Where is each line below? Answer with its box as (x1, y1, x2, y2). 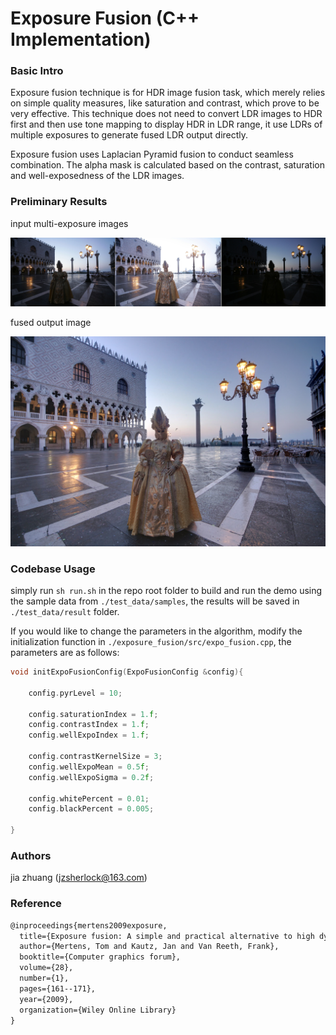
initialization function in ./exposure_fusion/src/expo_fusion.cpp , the (10, 636, 292, 648)
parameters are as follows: (10, 647, 120, 659)
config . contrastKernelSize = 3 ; (28, 752, 163, 762)
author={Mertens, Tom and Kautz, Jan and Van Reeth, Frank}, (19, 942, 280, 952)
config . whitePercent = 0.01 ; (28, 793, 150, 804)
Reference (10, 897, 62, 911)
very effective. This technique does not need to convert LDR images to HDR (10, 108, 323, 120)
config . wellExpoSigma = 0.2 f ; (28, 772, 155, 782)
